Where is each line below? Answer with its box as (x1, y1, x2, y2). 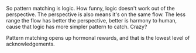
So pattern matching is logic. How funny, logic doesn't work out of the (6, 5, 175, 12)
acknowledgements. (6, 40, 55, 47)
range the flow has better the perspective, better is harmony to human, (6, 17, 177, 24)
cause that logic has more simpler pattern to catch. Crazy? (6, 23, 147, 30)
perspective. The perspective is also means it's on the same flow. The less (6, 11, 186, 18)
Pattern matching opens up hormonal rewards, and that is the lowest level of (6, 35, 190, 41)
